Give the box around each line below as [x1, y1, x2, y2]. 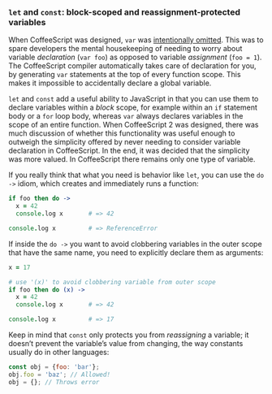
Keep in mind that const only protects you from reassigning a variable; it [8, 330, 249, 340]
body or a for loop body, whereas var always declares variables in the [8, 111, 244, 121]
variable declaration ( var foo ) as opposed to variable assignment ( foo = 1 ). [8, 52, 262, 63]
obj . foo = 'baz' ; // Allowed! [8, 370, 111, 379]
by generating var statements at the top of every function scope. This [8, 70, 241, 80]
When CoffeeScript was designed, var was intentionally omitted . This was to [8, 35, 264, 45]
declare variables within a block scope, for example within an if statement [8, 102, 257, 112]
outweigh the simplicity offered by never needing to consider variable [8, 137, 241, 147]
